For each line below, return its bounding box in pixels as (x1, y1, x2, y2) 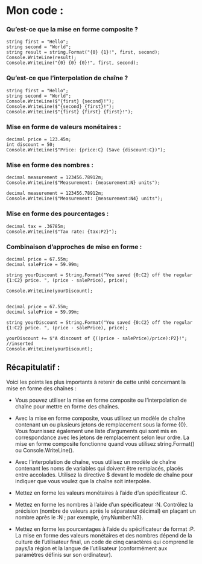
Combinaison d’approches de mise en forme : (6, 242, 142, 251)
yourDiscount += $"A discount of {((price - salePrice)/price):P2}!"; (6, 335, 188, 341)
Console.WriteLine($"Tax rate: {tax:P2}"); (6, 229, 118, 235)
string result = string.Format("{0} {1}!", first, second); (6, 49, 161, 55)
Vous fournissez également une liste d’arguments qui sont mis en (14, 427, 177, 434)
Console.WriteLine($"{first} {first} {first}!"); (6, 109, 134, 115)
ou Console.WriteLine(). (14, 446, 74, 454)
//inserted (6, 340, 34, 347)
